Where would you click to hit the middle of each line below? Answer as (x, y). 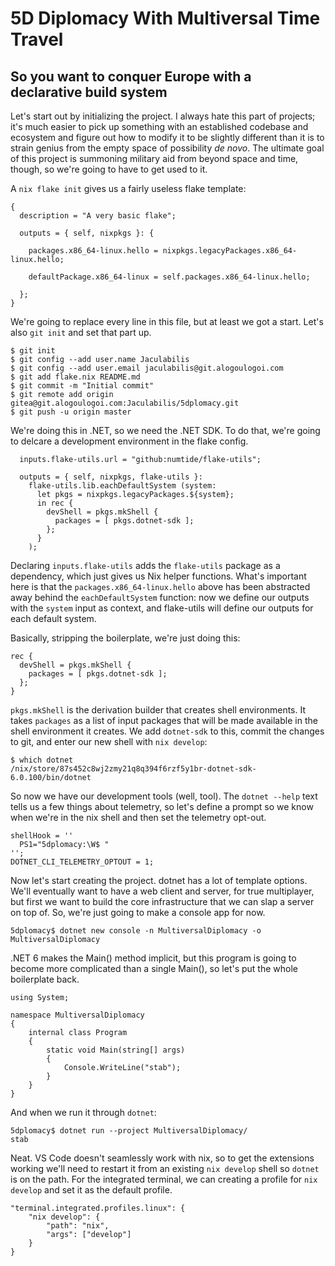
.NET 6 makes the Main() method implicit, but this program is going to (153, 958)
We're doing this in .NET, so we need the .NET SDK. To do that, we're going (165, 430)
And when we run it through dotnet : (83, 1112)
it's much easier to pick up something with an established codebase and (159, 126)
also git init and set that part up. (81, 332)
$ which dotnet (42, 760)
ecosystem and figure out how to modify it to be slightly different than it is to (167, 137)
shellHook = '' (42, 836)
